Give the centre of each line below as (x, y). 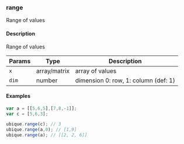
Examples (18, 96)
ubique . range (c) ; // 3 (34, 124)
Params (20, 61)
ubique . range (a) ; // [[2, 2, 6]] (47, 135)
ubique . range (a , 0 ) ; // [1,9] (41, 130)
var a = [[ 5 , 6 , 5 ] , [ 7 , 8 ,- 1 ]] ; (41, 108)
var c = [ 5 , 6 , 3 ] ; (27, 114)
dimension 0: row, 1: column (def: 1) (125, 80)
